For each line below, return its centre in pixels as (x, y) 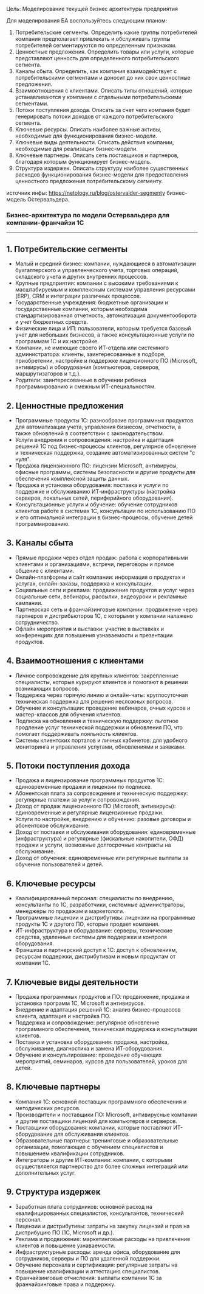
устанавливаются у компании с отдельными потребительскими (98, 97)
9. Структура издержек (54, 1192)
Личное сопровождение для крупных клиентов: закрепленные (97, 676)
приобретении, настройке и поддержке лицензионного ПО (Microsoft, (106, 361)
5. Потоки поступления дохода (68, 765)
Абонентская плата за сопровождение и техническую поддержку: (101, 793)
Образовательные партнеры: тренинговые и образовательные (97, 1140)
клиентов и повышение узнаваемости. (65, 1245)
